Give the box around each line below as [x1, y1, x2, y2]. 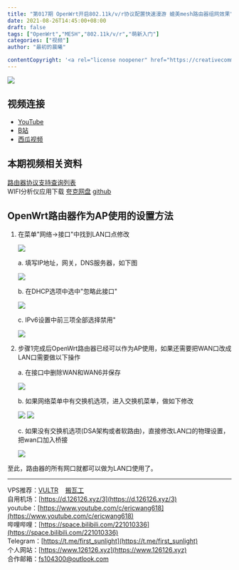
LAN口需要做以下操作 [17, 353, 80, 362]
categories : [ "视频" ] [7, 37, 70, 44]
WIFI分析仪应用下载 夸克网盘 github [7, 187, 112, 195]
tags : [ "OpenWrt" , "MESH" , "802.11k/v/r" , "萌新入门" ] [7, 30, 160, 38]
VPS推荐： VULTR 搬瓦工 [7, 486, 85, 494]
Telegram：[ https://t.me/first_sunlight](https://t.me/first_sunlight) [7, 536, 198, 546]
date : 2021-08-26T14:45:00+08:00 [7, 17, 107, 24]
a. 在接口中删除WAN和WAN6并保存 [17, 368, 121, 377]
